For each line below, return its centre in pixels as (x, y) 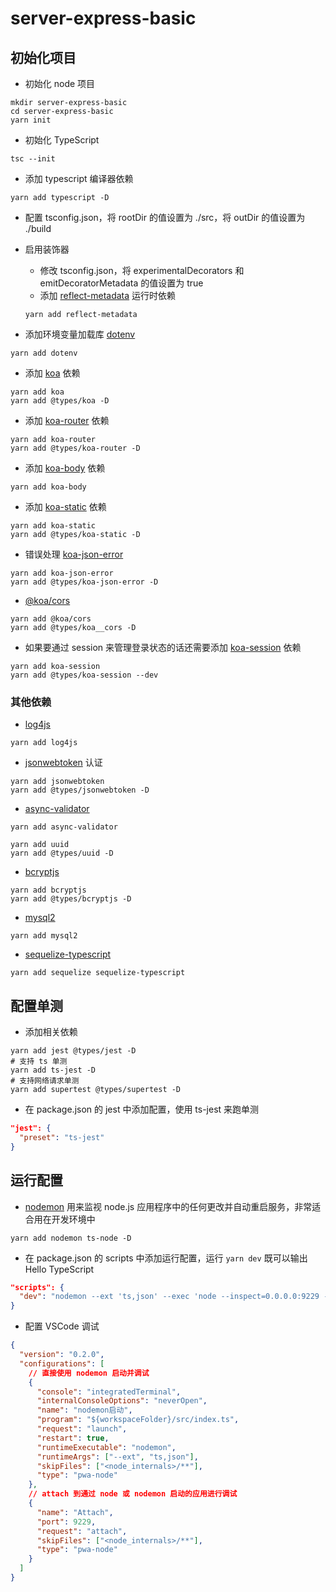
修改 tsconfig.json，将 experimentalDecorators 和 (142, 270)
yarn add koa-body (48, 487)
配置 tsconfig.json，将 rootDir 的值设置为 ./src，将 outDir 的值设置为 (165, 217)
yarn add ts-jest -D (53, 1070)
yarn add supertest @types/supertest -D (96, 1090)
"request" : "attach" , (82, 1531)
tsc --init (33, 159)
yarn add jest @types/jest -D (73, 1051)
